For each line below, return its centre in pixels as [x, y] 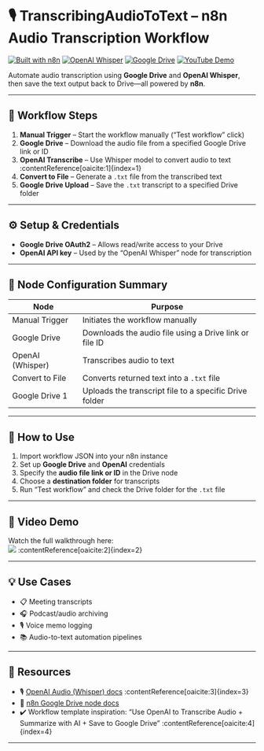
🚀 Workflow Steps [53, 116]
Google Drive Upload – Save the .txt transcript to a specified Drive [128, 185]
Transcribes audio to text [128, 361]
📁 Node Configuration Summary [88, 285]
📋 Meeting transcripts [56, 601]
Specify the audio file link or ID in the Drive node [99, 473]
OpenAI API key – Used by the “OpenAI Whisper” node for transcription [136, 253]
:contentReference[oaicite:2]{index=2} [80, 550]
